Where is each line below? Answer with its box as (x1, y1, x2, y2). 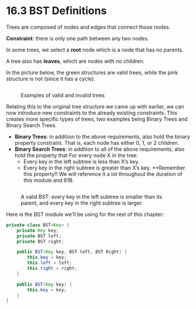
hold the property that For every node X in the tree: (14, 151, 138, 159)
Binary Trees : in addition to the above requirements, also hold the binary (14, 133, 191, 140)
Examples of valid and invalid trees (21, 91, 105, 99)
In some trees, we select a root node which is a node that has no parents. (6, 46, 184, 53)
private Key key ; (16, 227, 59, 233)
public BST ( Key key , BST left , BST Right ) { (16, 249, 127, 255)
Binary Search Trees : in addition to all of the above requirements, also (14, 145, 185, 152)
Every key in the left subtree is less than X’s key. (23, 158, 140, 165)
